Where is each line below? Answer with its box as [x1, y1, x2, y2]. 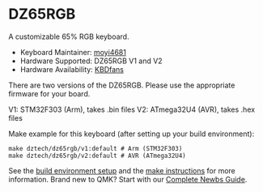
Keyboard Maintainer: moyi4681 [19, 47, 127, 57]
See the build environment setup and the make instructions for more [8, 165, 236, 175]
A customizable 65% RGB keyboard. [8, 32, 129, 41]
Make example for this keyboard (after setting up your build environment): [8, 129, 255, 139]
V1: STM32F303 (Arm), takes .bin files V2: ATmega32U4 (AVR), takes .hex [8, 105, 256, 114]
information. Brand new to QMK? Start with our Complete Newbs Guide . [8, 174, 248, 184]
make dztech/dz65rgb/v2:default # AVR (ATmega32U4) [8, 151, 186, 160]
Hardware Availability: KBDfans [19, 64, 124, 74]
